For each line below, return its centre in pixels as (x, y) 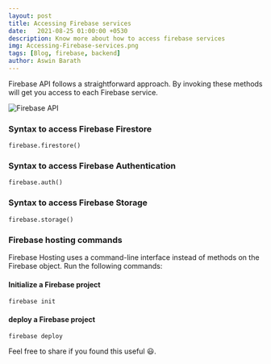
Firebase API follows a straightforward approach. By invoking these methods (136, 84)
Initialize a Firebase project (54, 284)
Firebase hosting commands (65, 240)
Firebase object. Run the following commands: (85, 266)
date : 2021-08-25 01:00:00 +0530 (68, 31)
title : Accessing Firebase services (70, 23)
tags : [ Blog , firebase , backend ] (65, 53)
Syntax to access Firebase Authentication (92, 166)
